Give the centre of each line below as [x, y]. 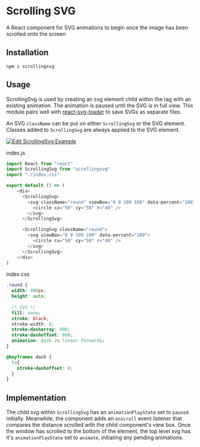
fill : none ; [26, 313]
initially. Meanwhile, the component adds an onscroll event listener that [94, 418]
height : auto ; [29, 297]
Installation [27, 53]
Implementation [36, 398]
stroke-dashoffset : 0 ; [45, 368]
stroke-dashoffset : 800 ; [42, 335]
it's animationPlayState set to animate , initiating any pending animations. [95, 437]
